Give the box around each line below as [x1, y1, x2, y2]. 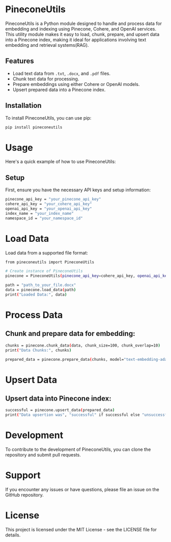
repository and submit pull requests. [5, 452, 81, 458]
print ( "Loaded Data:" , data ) [5, 292, 67, 297]
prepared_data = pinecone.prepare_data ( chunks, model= [5, 357, 124, 362]
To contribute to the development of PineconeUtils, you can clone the [5, 446, 151, 452]
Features [5, 57, 34, 66]
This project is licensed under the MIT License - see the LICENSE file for [5, 526, 157, 532]
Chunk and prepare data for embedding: [5, 329, 135, 338]
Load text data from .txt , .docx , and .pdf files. [12, 70, 111, 76]
